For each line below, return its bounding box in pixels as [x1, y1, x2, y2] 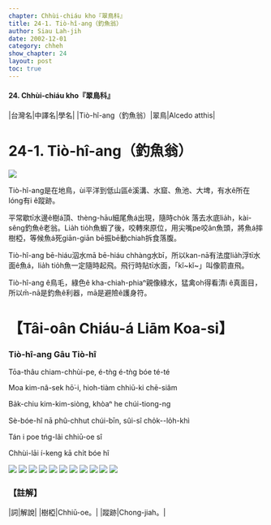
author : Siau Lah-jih [8, 27, 82, 35]
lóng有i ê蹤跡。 [8, 196, 60, 205]
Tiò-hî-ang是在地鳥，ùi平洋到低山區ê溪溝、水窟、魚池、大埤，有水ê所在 [8, 185, 251, 195]
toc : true [8, 65, 42, 73]
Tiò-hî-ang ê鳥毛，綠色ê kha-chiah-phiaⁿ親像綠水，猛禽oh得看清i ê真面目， [8, 278, 262, 287]
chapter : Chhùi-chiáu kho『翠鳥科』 [8, 11, 127, 20]
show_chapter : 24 [8, 49, 67, 58]
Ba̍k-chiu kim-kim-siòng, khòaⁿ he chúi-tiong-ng [8, 399, 171, 409]
